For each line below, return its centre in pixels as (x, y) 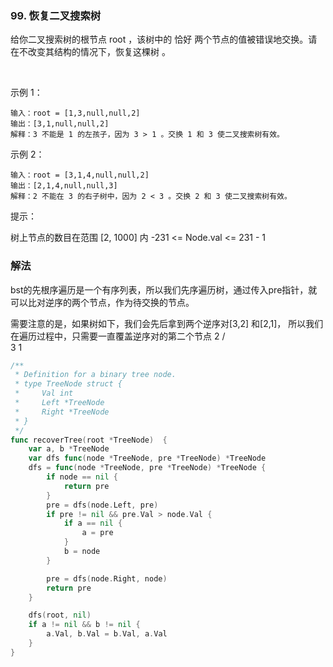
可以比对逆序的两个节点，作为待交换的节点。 (102, 302)
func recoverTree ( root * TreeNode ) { (89, 440)
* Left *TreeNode (59, 403)
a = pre (97, 533)
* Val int (44, 393)
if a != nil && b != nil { (84, 625)
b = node (82, 552)
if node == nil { (82, 477)
